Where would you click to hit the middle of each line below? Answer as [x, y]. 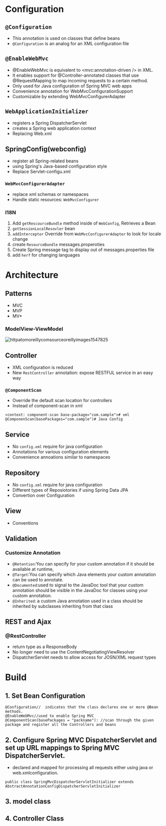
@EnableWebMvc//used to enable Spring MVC [50, 716]
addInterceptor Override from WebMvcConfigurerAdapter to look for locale [87, 234]
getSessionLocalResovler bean [44, 229]
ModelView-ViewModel [34, 329]
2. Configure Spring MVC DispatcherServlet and [81, 740]
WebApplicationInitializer [47, 112]
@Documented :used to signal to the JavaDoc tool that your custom [78, 585]
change [20, 239]
